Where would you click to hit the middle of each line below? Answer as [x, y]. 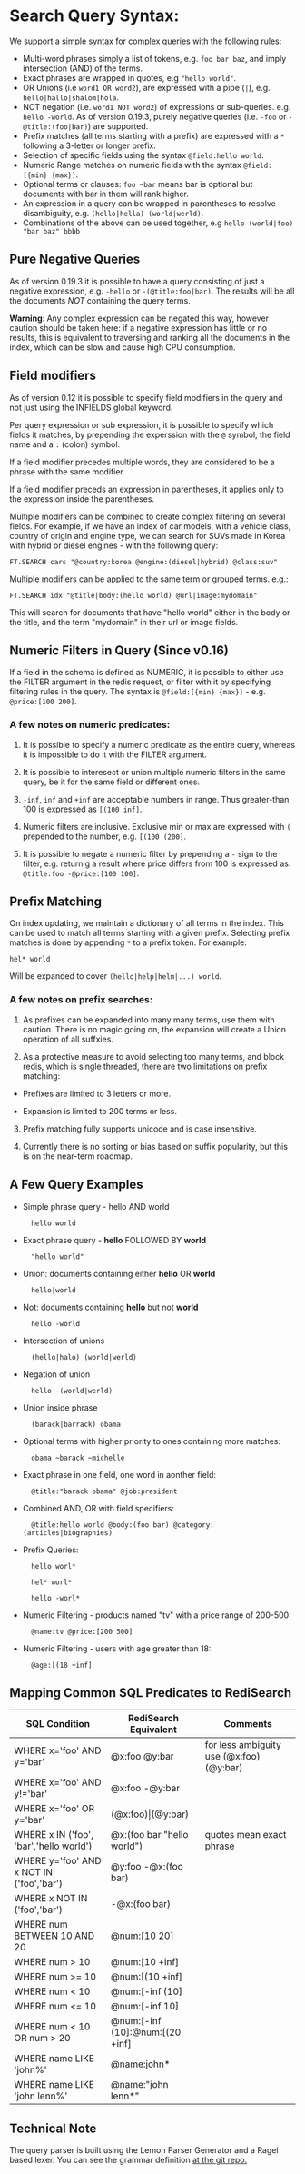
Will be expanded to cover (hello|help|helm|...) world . [116, 976]
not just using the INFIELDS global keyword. [91, 407]
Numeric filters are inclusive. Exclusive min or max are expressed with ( [157, 826]
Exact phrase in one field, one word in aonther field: [119, 1474]
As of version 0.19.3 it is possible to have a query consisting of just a [137, 281]
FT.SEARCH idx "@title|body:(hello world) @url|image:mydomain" [133, 595]
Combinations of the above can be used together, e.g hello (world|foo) [158, 223]
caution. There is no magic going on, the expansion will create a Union [154, 1029]
